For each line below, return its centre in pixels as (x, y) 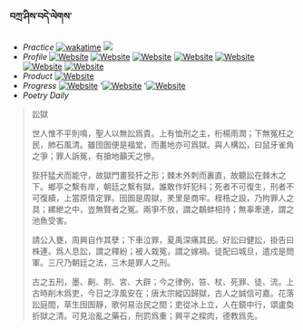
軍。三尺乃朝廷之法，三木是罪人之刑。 (103, 263)
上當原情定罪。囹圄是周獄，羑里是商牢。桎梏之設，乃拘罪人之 (179, 198)
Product (37, 76)
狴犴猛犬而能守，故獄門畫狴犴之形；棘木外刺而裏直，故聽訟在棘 (151, 175)
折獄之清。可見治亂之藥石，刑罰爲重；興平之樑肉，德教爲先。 (147, 316)
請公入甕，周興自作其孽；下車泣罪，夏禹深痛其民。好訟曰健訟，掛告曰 (163, 240)
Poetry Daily (46, 95)
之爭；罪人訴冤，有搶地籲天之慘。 (95, 156)
